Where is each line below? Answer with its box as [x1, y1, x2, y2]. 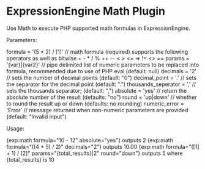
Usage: [6, 124, 24, 132]
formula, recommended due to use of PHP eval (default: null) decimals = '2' [6, 67, 197, 74]
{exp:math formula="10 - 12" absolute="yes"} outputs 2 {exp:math [6, 136, 173, 144]
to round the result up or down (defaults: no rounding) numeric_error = [6, 99, 185, 107]
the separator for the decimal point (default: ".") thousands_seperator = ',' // [6, 81, 196, 88]
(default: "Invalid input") [6, 113, 67, 120]
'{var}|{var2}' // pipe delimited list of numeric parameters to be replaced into [6, 61, 199, 68]
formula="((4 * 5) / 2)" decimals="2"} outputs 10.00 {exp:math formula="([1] [6, 143, 200, 150]
